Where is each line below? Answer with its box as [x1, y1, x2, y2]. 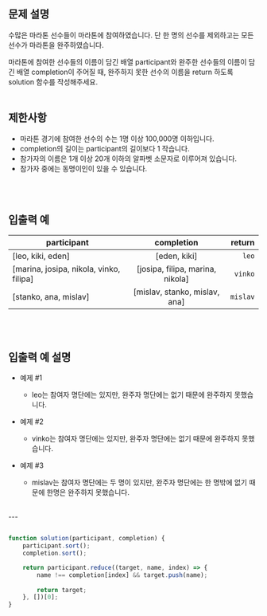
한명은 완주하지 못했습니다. [46, 488, 130, 497]
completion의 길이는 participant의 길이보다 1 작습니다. [19, 143, 190, 153]
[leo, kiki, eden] [12, 250, 70, 261]
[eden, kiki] [155, 250, 198, 261]
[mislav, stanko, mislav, [133, 286, 220, 297]
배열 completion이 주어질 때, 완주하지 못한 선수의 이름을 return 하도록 [16, 67, 234, 77]
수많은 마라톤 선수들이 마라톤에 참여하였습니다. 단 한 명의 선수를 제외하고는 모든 [8, 30, 254, 40]
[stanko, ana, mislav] [12, 292, 90, 303]
